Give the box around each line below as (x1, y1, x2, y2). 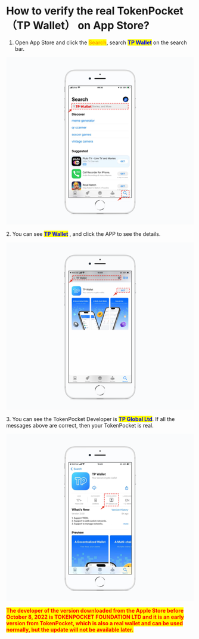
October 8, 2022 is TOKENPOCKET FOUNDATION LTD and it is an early (6, 613, 185, 620)
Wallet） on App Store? (32, 19, 150, 32)
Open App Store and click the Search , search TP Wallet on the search (14, 39, 188, 46)
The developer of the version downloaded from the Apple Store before (6, 607, 184, 614)
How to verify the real (6, 4, 115, 18)
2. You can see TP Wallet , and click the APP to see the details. (6, 230, 161, 237)
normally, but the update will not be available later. (6, 626, 134, 633)
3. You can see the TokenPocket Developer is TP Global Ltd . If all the (6, 415, 175, 422)
